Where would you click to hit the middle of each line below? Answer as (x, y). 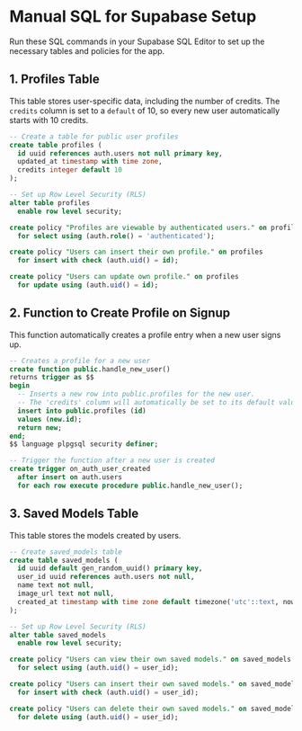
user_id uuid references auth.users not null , (106, 577)
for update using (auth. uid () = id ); (88, 285)
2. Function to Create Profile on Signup (120, 313)
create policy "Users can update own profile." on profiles (124, 277)
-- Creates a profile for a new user (80, 361)
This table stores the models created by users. (95, 535)
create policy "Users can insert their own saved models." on (128, 684)
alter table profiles (50, 203)
